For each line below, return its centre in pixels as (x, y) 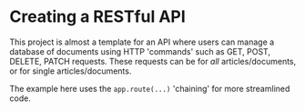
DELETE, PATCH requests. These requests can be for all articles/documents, (153, 61)
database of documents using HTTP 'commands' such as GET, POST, (140, 51)
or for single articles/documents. (71, 71)
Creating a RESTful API (98, 17)
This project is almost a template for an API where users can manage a (142, 42)
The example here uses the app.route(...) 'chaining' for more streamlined (150, 88)
